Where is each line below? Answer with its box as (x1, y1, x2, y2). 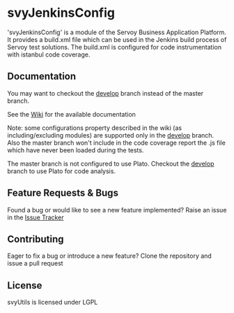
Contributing (7, 233, 64, 245)
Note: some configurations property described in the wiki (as (7, 124, 182, 132)
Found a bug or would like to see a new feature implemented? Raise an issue (7, 205, 227, 214)
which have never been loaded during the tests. (7, 145, 144, 154)
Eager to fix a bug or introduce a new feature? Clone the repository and (7, 252, 212, 260)
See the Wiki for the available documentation (7, 110, 136, 118)
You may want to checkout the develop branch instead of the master (7, 89, 204, 97)
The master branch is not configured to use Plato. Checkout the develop (7, 159, 214, 168)
